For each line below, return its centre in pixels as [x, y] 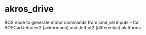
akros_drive [29, 9]
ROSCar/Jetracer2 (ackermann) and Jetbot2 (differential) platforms [73, 27]
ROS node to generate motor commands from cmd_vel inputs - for [72, 22]
